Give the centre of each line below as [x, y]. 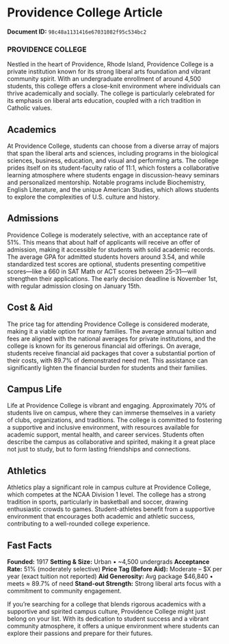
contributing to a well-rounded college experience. [79, 524]
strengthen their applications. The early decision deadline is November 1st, [112, 278]
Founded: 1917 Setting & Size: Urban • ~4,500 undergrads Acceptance [108, 562]
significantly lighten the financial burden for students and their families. [107, 367]
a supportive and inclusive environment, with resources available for [103, 428]
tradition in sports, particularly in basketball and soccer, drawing [98, 502]
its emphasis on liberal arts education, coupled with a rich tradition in [104, 101]
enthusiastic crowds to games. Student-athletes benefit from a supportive [111, 509]
